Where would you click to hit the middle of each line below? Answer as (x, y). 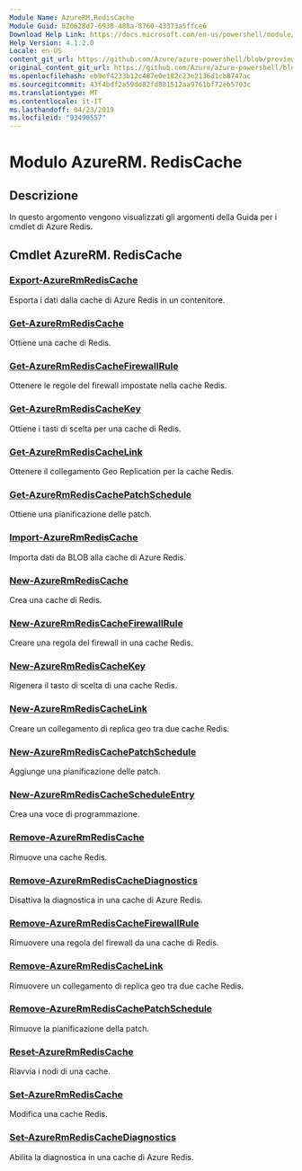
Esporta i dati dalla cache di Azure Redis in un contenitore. (117, 300)
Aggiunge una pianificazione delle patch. (85, 772)
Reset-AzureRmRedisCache (71, 1051)
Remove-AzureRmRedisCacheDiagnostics (103, 880)
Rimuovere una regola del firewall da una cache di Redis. (114, 943)
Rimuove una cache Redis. (58, 857)
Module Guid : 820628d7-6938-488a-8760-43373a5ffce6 (108, 26)
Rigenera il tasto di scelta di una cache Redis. (93, 686)
